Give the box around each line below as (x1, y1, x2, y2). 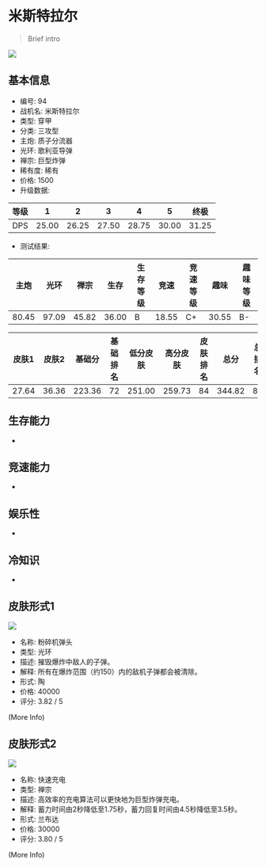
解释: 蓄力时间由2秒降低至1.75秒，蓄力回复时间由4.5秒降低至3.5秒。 (19, 804, 242, 814)
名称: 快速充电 (19, 774, 66, 784)
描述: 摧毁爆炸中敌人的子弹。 (19, 656, 115, 666)
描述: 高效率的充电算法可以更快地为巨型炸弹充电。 (19, 794, 184, 804)
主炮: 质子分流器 (19, 135, 73, 145)
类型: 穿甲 (19, 116, 52, 125)
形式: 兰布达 (19, 814, 59, 823)
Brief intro (27, 33, 61, 44)
